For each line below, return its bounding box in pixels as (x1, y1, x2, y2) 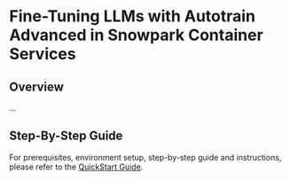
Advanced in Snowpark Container (9, 25, 263, 45)
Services (9, 44, 77, 64)
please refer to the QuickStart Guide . (9, 161, 144, 172)
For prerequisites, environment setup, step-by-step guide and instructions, (9, 152, 282, 162)
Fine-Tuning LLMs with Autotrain (9, 6, 255, 27)
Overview (9, 79, 65, 94)
